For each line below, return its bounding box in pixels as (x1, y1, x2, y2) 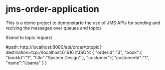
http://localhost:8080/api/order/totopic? (20, 44, 102, 50)
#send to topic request (5, 35, 52, 40)
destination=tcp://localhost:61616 (5, 49, 74, 55)
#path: (5, 44, 19, 50)
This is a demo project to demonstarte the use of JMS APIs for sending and (5, 20, 161, 26)
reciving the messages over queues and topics (5, 25, 102, 31)
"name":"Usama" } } (5, 60, 47, 66)
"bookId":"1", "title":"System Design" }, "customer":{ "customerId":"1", (5, 54, 150, 60)
